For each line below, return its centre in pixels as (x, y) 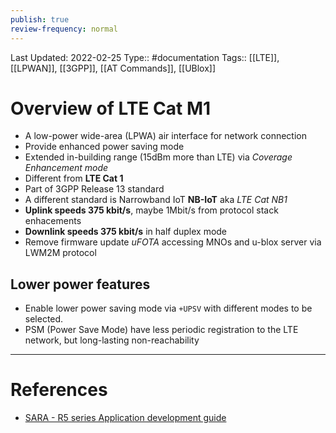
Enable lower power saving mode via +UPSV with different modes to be (168, 308)
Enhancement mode (66, 168)
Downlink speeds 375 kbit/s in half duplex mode (126, 232)
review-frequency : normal (64, 29)
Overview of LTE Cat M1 (111, 108)
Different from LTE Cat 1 (74, 178)
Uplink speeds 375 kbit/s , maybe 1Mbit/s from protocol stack (151, 210)
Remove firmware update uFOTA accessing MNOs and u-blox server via (173, 242)
